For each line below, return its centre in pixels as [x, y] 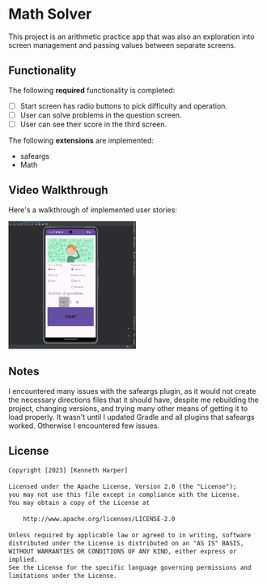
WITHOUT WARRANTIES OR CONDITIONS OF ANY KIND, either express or [123, 552]
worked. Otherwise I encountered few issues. [84, 426]
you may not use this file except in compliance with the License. [125, 495]
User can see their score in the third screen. [93, 124]
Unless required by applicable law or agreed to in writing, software [130, 536]
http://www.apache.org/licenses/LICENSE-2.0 [99, 520]
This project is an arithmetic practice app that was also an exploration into [131, 36]
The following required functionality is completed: [92, 90]
